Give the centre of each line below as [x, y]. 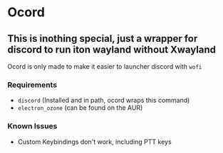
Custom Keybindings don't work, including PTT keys [95, 142]
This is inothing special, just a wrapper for [103, 39]
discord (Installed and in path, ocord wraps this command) [104, 101]
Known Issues [32, 126]
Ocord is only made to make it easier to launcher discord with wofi [105, 67]
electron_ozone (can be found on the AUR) [80, 108]
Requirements [32, 84]
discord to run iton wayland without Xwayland [111, 49]
